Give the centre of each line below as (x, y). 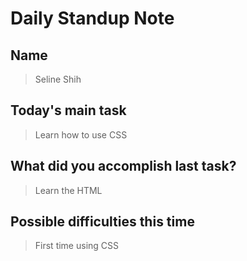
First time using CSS (77, 246)
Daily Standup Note (92, 18)
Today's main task (68, 110)
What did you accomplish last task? (123, 166)
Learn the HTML (68, 190)
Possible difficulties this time (102, 222)
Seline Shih (58, 79)
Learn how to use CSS (81, 134)
